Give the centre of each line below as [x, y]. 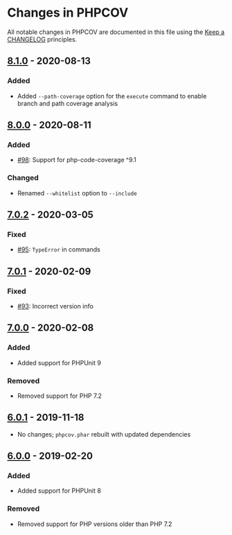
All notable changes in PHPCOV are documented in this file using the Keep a [116, 32]
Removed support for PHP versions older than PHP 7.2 [95, 524]
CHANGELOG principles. [42, 39]
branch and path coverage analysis [68, 103]
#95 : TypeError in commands [59, 249]
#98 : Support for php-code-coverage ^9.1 [77, 160]
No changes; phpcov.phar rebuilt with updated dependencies [104, 434]
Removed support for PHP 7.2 [59, 396]
